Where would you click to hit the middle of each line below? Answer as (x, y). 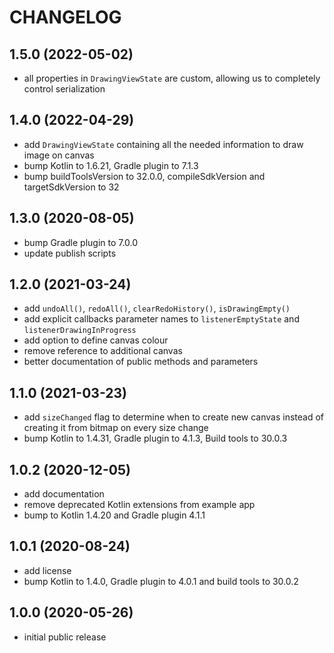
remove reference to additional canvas (103, 351)
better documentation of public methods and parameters (141, 362)
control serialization (64, 89)
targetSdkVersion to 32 (71, 187)
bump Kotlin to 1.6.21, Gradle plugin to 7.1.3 (111, 165)
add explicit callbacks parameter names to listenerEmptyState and (161, 319)
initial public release (65, 637)
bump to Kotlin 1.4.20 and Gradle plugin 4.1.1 (114, 515)
